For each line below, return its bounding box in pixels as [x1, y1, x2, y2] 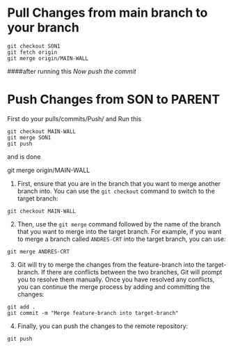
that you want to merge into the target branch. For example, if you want [17, 227, 222, 235]
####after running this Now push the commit [7, 67, 137, 75]
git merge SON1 [7, 134, 51, 141]
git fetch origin [7, 49, 58, 56]
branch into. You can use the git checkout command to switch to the [17, 187, 216, 195]
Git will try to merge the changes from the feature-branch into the [17, 260, 205, 269]
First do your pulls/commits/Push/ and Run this [7, 114, 142, 123]
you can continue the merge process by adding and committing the [17, 282, 211, 290]
